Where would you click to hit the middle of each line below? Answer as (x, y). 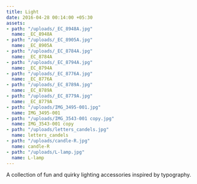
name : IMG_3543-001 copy (43, 124)
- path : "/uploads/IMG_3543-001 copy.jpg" (60, 118)
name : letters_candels (40, 135)
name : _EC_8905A (32, 46)
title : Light (23, 12)
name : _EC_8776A (32, 79)
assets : (16, 23)
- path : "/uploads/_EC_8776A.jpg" (50, 74)
